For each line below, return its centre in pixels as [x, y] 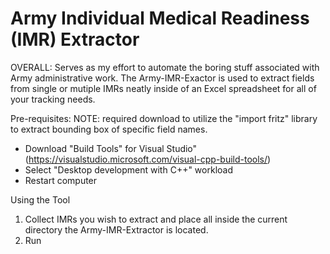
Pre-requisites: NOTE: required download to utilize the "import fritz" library [164, 118]
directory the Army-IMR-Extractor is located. [116, 229]
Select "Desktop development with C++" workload [128, 169]
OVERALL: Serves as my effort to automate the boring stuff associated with [165, 67]
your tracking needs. [53, 99]
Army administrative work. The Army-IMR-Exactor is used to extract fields [162, 78]
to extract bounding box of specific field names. [109, 129]
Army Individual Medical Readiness [160, 18]
